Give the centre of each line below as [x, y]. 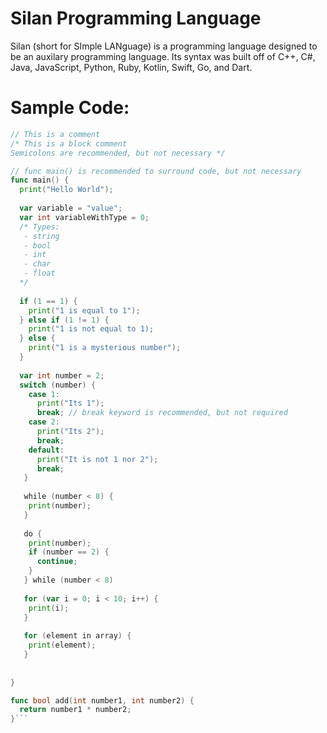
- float [39, 273]
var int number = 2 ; [62, 375]
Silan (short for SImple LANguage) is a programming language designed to [164, 46]
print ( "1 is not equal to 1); [91, 329]
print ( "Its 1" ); [70, 403]
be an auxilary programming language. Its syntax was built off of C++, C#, [163, 56]
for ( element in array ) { [77, 636]
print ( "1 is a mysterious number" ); [105, 348]
